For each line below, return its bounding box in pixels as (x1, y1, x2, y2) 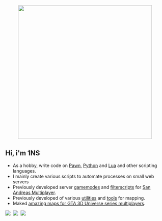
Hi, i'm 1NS (5, 149, 40, 157)
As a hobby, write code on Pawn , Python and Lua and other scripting (12, 162, 157, 169)
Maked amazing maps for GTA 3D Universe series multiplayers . (12, 200, 146, 206)
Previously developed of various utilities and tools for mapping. (12, 195, 145, 201)
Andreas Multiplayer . (12, 189, 57, 196)
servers (12, 178, 29, 185)
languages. (12, 168, 37, 174)
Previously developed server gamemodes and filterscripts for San (12, 184, 151, 190)
